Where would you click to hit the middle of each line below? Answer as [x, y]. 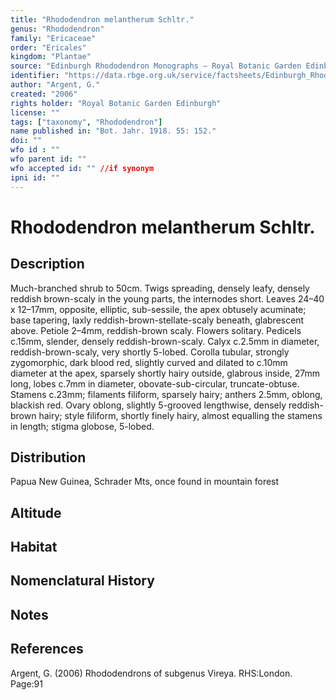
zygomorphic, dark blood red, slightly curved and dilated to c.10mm [149, 362]
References [47, 649]
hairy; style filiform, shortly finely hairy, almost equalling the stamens [180, 415]
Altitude [36, 512]
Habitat [34, 547]
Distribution [48, 457]
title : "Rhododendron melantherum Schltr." [102, 19]
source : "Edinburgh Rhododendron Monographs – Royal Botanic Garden [156, 66]
